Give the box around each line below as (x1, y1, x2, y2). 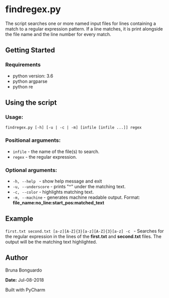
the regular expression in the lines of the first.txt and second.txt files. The (5, 233, 161, 240)
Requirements (5, 61, 41, 68)
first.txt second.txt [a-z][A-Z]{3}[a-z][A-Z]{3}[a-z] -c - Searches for (5, 228, 164, 234)
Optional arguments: (5, 166, 57, 173)
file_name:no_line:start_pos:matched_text (12, 199, 105, 205)
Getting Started (5, 46, 55, 54)
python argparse (12, 78, 48, 84)
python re (12, 83, 33, 90)
